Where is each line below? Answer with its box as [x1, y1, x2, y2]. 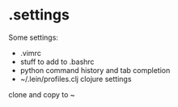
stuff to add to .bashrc [19, 57, 95, 66]
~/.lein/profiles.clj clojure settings [19, 74, 132, 83]
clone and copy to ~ [8, 89, 75, 99]
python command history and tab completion [19, 65, 171, 75]
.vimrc [19, 48, 42, 58]
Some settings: [8, 32, 59, 42]
